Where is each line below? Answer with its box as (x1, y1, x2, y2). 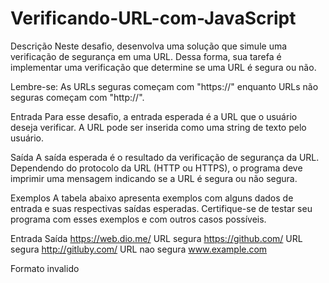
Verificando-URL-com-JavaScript (10, 7, 297, 30)
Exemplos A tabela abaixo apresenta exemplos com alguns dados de (10, 192, 294, 204)
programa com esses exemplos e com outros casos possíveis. (10, 213, 267, 225)
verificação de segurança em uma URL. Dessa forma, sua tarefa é (10, 50, 282, 62)
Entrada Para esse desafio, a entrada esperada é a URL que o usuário (10, 110, 298, 122)
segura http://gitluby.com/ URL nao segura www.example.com (10, 243, 268, 255)
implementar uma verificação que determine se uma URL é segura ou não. (10, 61, 317, 73)
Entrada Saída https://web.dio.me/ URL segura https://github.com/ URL (10, 232, 303, 244)
